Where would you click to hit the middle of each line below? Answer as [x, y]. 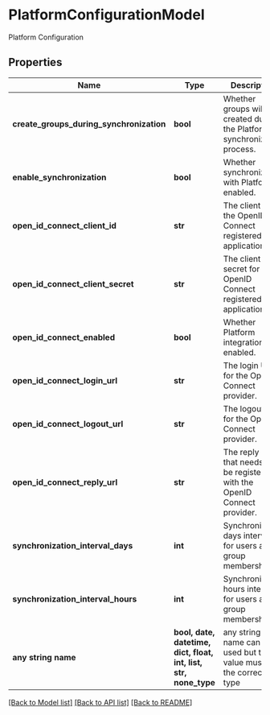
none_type [194, 682]
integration [243, 342]
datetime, [192, 642]
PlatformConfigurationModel [106, 15]
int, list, [188, 662]
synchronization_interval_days [73, 545]
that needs [243, 462]
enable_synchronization [59, 177]
